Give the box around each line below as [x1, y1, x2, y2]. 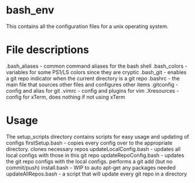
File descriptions [6, 43, 90, 57]
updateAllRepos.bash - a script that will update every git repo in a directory [6, 170, 187, 177]
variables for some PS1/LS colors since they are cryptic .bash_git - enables [6, 68, 187, 76]
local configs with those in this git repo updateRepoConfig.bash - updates [6, 152, 184, 159]
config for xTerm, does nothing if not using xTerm [6, 93, 126, 100]
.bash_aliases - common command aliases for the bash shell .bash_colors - [6, 62, 187, 69]
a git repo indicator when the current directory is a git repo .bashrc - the [6, 75, 180, 82]
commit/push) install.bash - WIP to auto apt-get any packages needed [6, 164, 176, 171]
